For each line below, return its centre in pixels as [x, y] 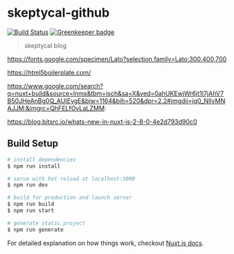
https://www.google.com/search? [55, 86]
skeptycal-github [58, 13]
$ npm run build [31, 204]
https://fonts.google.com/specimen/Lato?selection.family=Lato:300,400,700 [117, 59]
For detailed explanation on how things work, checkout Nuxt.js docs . [106, 243]
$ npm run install [34, 166]
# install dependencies [42, 159]
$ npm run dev [28, 185]
